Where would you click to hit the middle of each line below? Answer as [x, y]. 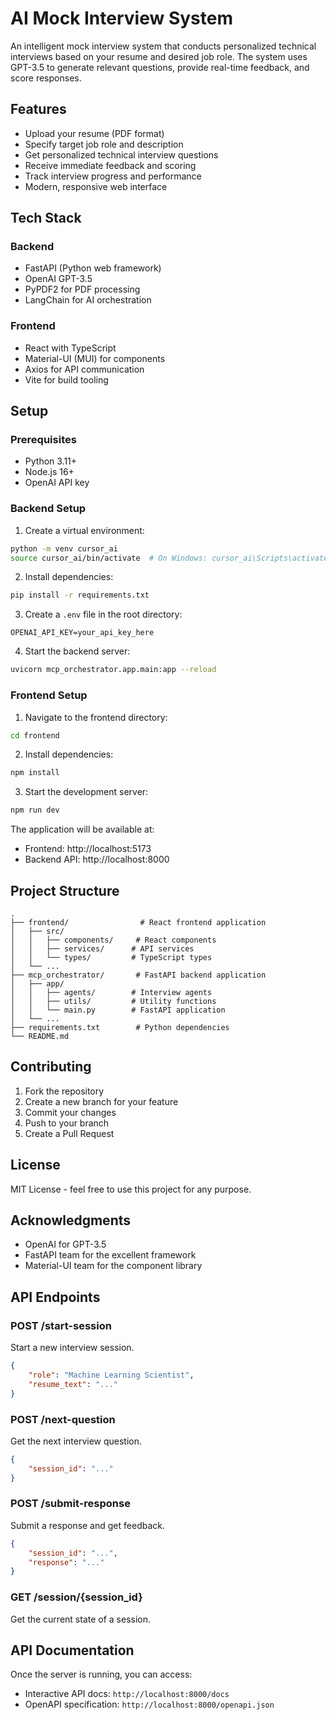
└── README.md [40, 1036]
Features [38, 109]
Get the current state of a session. [81, 1619]
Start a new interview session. [72, 1348]
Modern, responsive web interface [96, 186]
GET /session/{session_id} [76, 1597]
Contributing [51, 1067]
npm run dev [35, 810]
